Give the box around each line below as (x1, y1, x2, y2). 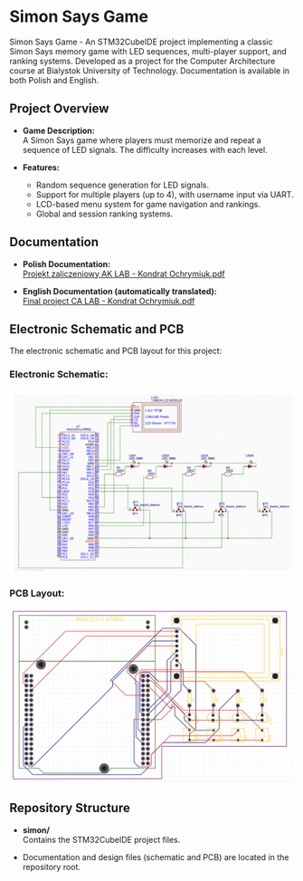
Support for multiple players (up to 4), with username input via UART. (35, 188, 294, 200)
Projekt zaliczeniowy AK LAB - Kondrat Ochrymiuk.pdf (22, 268, 225, 279)
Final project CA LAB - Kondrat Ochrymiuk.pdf (22, 295, 195, 306)
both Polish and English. (9, 74, 99, 85)
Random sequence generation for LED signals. (35, 179, 210, 190)
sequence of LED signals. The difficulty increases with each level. (22, 144, 269, 155)
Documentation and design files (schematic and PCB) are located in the (22, 851, 289, 862)
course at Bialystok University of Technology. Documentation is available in (9, 65, 290, 76)
